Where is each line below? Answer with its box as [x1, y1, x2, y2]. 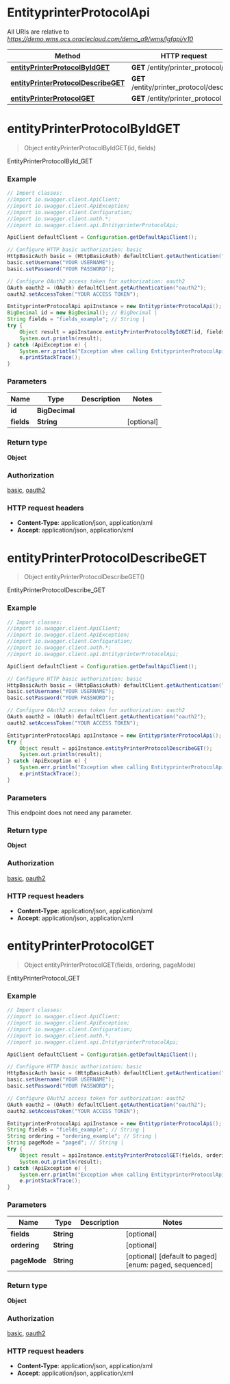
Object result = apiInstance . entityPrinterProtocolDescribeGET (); [19, 744, 213, 752]
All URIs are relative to [7, 27, 70, 36]
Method [54, 51, 81, 60]
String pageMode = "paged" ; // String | [7, 1139, 125, 1147]
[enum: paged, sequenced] [125, 1260, 214, 1270]
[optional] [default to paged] [125, 1252, 218, 1261]
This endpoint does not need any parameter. [7, 808, 132, 817]
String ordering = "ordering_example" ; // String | [7, 1133, 157, 1140]
